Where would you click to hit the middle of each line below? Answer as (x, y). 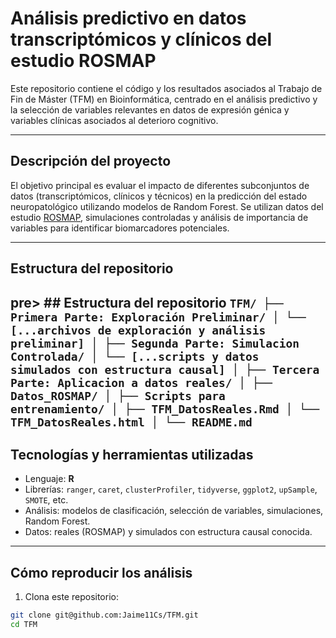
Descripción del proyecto (91, 161)
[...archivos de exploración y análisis (138, 330)
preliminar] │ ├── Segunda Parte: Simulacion (155, 343)
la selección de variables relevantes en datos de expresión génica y (150, 109)
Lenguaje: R (49, 479)
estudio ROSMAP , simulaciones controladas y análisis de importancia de (159, 217)
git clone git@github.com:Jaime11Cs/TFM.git (104, 615)
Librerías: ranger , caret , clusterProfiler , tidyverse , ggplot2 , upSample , (171, 489)
